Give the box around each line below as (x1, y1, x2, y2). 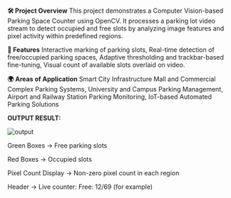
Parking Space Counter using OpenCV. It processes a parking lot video (7, 17, 216, 25)
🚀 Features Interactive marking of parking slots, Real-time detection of (7, 45, 215, 54)
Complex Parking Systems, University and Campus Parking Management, (7, 85, 223, 93)
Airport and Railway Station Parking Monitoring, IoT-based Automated (7, 92, 212, 101)
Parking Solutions (7, 100, 59, 109)
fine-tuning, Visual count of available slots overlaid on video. (7, 60, 185, 69)
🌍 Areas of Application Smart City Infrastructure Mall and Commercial (7, 75, 216, 83)
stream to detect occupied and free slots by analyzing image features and (7, 24, 225, 33)
